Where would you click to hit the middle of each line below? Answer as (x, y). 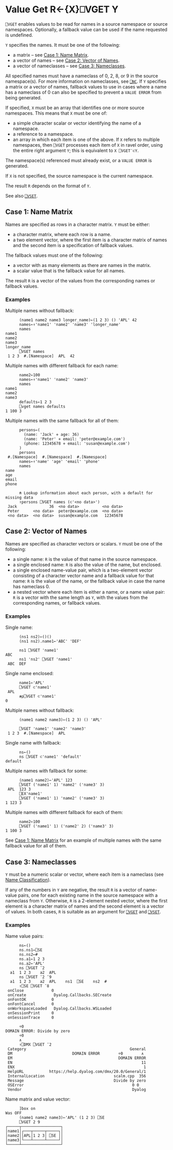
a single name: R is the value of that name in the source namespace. (85, 559)
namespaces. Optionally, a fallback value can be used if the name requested (86, 29)
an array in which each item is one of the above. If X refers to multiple (86, 139)
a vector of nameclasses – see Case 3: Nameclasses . (69, 66)
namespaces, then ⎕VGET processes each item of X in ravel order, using (88, 145)
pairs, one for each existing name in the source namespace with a (88, 895)
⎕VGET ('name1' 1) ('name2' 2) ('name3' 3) (66, 826)
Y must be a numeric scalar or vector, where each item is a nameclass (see (84, 874)
